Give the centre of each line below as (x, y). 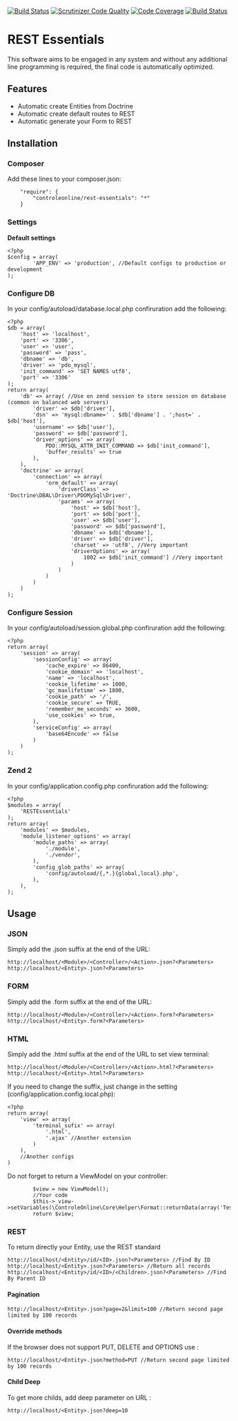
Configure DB (31, 293)
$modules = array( (34, 805)
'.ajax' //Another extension (88, 1138)
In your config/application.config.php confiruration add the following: (108, 786)
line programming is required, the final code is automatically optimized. (111, 67)
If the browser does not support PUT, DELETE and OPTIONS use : (103, 1347)
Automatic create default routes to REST (76, 113)
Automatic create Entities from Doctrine (75, 106)
